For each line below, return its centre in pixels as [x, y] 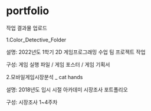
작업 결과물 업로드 [27, 28]
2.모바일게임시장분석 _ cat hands [45, 77]
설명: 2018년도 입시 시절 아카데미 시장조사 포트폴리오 [67, 89]
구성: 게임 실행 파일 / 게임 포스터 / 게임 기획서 [58, 64]
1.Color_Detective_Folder [36, 40]
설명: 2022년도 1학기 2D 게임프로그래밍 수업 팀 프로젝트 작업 [76, 52]
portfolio [28, 11]
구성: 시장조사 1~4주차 [32, 102]
